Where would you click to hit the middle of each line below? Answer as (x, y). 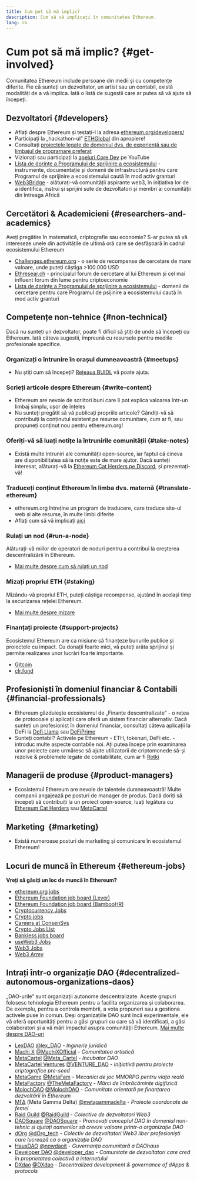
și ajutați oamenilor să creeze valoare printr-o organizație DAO (107, 1127)
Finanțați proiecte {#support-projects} (62, 628)
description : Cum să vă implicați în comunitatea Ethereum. (81, 17)
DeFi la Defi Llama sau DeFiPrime (55, 731)
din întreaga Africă (37, 195)
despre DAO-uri (25, 1034)
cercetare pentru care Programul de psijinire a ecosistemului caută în (98, 292)
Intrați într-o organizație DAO (60, 973)
